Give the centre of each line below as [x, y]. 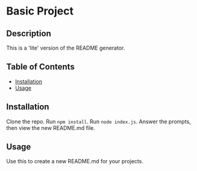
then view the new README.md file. [51, 127]
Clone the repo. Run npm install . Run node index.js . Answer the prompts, [98, 121]
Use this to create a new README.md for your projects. [75, 161]
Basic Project [40, 11]
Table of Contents [41, 67]
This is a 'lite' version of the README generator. [66, 48]
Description [29, 34]
